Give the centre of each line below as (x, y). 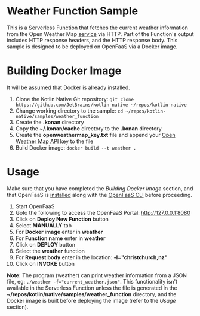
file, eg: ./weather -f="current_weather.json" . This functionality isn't (92, 281)
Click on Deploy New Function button (62, 219)
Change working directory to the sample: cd (69, 110)
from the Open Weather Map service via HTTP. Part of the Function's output (100, 34)
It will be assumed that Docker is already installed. (68, 87)
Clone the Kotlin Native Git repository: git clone (74, 99)
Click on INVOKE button (45, 263)
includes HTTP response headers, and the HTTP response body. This (92, 40)
